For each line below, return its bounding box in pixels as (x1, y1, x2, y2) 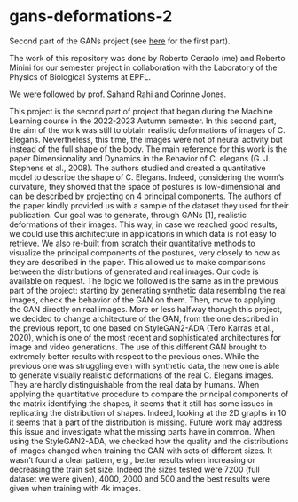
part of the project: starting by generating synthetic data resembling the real (9, 285, 287, 295)
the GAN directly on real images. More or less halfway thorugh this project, (9, 303, 283, 314)
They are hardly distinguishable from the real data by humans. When (9, 379, 260, 389)
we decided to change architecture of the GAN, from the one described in (9, 313, 278, 324)
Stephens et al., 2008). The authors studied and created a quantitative (9, 162, 266, 173)
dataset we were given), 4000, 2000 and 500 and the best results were (9, 473, 271, 484)
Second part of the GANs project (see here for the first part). (9, 35, 231, 46)
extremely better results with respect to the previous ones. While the (9, 350, 260, 361)
